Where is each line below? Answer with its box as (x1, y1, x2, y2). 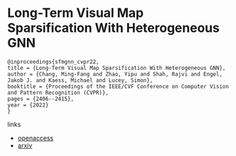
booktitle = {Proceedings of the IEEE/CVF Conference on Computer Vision (7, 83, 230, 90)
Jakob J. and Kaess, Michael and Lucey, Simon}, (7, 76, 153, 84)
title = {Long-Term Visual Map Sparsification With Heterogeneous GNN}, (7, 64, 226, 71)
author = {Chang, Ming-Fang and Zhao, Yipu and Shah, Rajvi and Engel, (7, 71, 223, 78)
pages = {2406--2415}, (7, 95, 74, 102)
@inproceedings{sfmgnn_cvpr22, (7, 58, 100, 65)
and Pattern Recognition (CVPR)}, (7, 89, 110, 96)
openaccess (17, 133, 54, 142)
